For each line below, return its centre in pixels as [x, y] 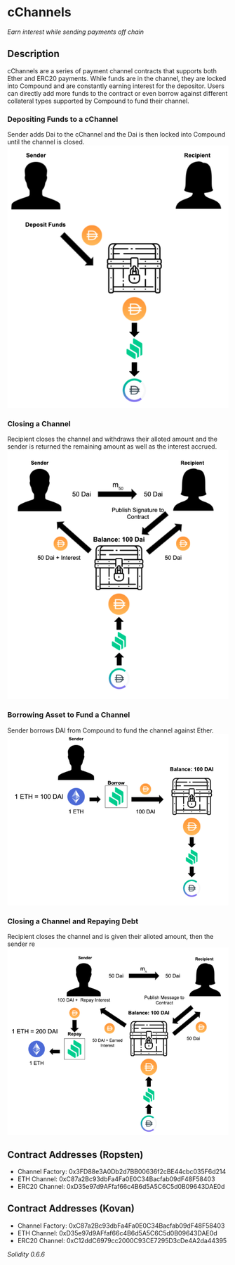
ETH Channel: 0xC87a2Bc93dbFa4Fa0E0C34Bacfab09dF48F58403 [116, 1179]
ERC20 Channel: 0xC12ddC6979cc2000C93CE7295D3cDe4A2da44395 [122, 1240]
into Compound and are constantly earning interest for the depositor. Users [116, 86]
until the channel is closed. [46, 142]
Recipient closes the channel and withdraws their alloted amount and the [112, 439]
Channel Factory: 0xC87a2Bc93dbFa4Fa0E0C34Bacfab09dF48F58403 [121, 1226]
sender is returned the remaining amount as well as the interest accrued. [112, 447]
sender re [21, 944]
